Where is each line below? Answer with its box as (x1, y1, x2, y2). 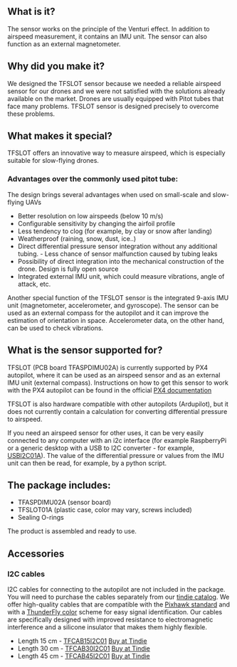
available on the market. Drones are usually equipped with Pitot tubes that (7, 94, 224, 102)
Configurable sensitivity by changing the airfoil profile (17, 219, 176, 228)
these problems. (7, 110, 56, 118)
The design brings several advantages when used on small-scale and (7, 190, 211, 198)
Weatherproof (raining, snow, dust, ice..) (17, 234, 137, 242)
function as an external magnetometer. (7, 39, 121, 48)
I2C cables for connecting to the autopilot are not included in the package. (7, 585, 226, 594)
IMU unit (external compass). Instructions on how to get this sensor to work (7, 378, 229, 387)
